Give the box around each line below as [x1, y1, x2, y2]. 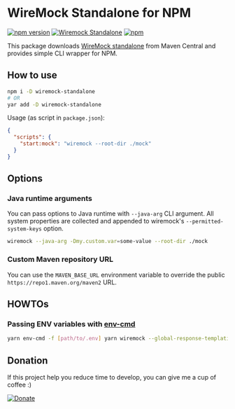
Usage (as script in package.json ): [7, 113, 105, 122]
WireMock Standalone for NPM [7, 5, 191, 21]
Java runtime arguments [7, 194, 92, 204]
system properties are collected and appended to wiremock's [7, 217, 185, 226]
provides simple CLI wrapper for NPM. [7, 49, 117, 57]
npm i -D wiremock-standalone [7, 88, 96, 95]
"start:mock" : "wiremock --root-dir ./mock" [20, 140, 152, 148]
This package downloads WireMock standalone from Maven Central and [7, 41, 216, 50]
